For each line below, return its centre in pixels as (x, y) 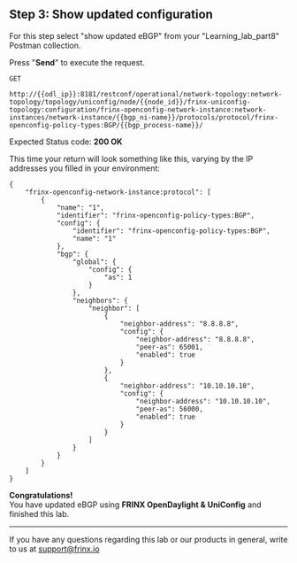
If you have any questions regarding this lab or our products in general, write (148, 539)
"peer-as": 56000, (169, 409)
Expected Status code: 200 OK (66, 142)
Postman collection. (45, 45)
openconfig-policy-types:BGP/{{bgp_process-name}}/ (106, 125)
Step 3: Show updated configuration (111, 15)
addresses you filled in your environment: (85, 168)
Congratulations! (41, 495)
